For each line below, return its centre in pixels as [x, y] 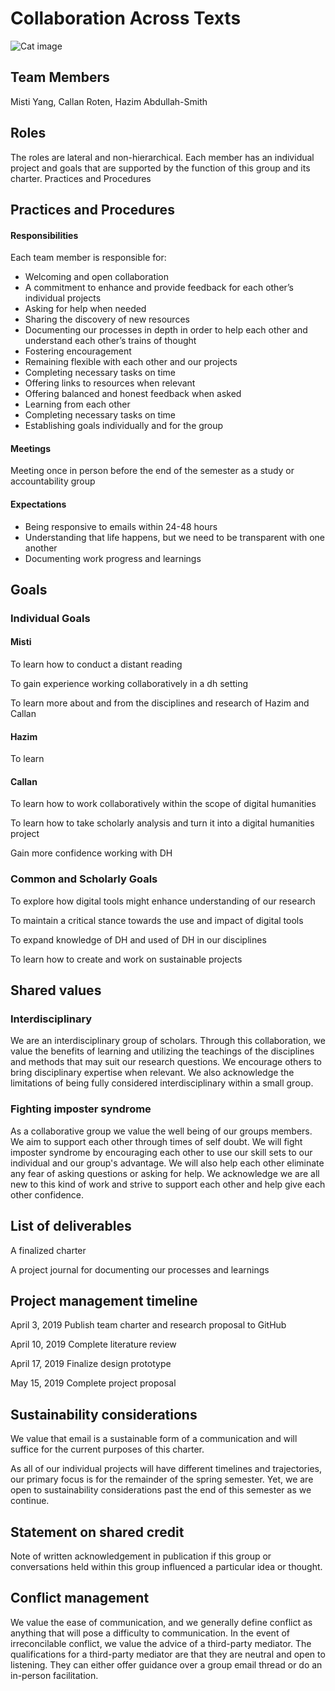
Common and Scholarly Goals [84, 879]
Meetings [31, 448]
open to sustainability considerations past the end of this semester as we [161, 1490]
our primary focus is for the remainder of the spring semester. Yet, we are [162, 1479]
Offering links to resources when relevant [110, 383]
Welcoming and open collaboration [97, 277]
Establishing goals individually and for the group [124, 426]
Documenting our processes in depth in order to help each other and [166, 330]
